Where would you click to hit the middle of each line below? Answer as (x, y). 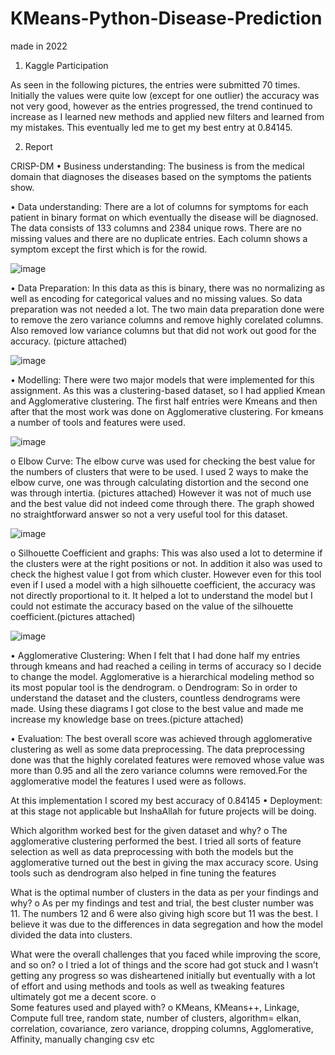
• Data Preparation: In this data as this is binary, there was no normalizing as (168, 288)
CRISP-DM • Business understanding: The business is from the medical (157, 166)
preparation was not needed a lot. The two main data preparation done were (167, 309)
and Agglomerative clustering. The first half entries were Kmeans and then (164, 401)
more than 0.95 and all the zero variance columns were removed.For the (159, 770)
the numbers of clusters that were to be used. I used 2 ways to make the (159, 471)
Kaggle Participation (66, 65)
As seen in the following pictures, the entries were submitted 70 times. (155, 84)
